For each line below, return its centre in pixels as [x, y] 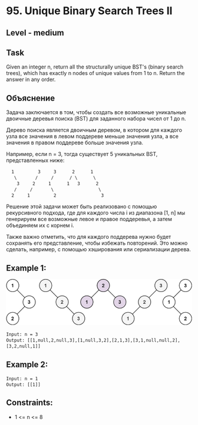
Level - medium [35, 33]
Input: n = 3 [22, 335]
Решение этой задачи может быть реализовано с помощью [82, 207]
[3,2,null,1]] [24, 346]
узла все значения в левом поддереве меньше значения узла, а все [92, 137]
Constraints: [29, 403]
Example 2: [27, 364]
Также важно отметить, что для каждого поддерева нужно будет [89, 237]
